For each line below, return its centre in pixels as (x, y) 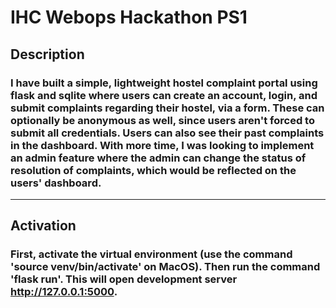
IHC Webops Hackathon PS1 (129, 17)
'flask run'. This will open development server (124, 279)
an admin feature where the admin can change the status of (158, 158)
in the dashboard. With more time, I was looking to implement (162, 145)
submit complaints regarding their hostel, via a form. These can (167, 108)
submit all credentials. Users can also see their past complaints (167, 133)
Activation (43, 226)
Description (47, 54)
